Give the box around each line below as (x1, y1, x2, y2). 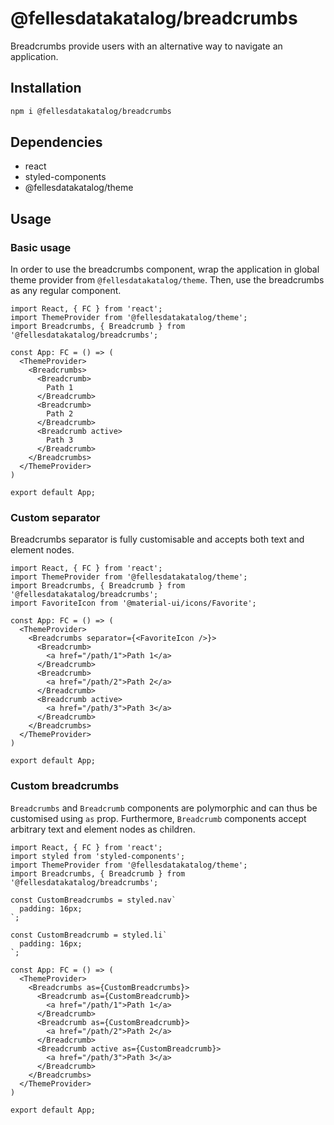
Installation (10, 80, 82, 97)
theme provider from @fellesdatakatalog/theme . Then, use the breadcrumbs (10, 274, 325, 286)
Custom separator (10, 511, 101, 525)
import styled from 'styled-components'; (10, 851, 186, 861)
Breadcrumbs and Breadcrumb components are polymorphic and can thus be (10, 802, 318, 814)
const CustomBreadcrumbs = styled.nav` (10, 895, 177, 905)
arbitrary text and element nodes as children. (10, 823, 196, 835)
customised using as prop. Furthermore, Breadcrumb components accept (10, 812, 307, 824)
